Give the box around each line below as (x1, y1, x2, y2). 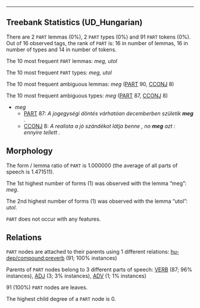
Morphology (6, 146, 53, 156)
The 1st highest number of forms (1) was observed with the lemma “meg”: (6, 180, 186, 187)
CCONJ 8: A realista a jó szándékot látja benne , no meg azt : (23, 122, 176, 130)
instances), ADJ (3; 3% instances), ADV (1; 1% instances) (6, 272, 147, 279)
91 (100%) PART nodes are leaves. (6, 284, 88, 291)
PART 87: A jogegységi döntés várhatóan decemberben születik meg (23, 109, 193, 117)
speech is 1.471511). (6, 168, 55, 175)
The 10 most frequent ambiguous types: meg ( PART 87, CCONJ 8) (6, 92, 168, 99)
